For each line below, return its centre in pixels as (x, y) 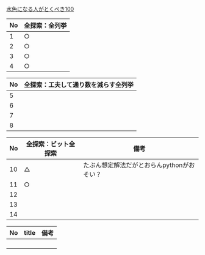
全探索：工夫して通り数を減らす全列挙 (79, 85)
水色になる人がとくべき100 (40, 9)
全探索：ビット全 (50, 144)
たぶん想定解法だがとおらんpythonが (136, 165)
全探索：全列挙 (45, 25)
